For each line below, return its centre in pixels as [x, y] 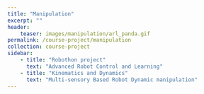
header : [19, 27]
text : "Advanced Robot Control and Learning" [94, 66]
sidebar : [20, 54]
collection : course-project [49, 47]
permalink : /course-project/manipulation [69, 40]
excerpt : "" [25, 20]
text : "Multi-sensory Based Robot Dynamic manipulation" [112, 80]
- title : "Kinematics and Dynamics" [74, 73]
